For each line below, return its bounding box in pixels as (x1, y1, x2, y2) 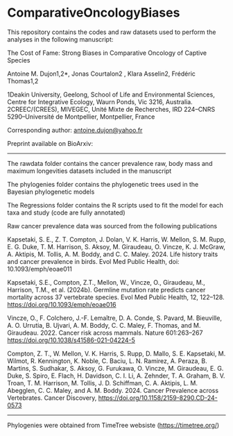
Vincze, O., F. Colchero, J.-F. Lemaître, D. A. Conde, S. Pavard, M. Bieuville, (7, 314, 222, 322)
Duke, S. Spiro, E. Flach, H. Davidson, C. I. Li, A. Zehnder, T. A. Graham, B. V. (7, 371, 225, 380)
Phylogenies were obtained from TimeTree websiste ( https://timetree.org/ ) (7, 421, 220, 429)
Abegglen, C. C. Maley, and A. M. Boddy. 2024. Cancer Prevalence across (7, 386, 219, 394)
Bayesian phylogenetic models (7, 187, 95, 196)
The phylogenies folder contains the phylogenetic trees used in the (7, 180, 199, 188)
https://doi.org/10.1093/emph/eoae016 (7, 300, 116, 308)
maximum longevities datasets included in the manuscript (7, 167, 172, 175)
